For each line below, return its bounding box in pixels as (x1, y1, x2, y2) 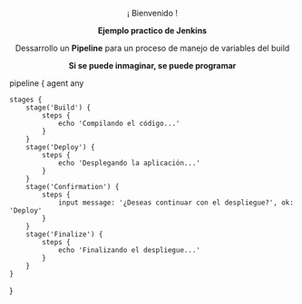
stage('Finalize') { (25, 230, 103, 239)
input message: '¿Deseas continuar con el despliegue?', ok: (57, 198, 295, 207)
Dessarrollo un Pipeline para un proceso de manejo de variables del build (15, 43, 290, 53)
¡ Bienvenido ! (126, 8, 179, 18)
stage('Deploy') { (25, 143, 95, 152)
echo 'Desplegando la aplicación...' (57, 158, 201, 167)
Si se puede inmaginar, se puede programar (68, 61, 237, 71)
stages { (9, 95, 43, 104)
